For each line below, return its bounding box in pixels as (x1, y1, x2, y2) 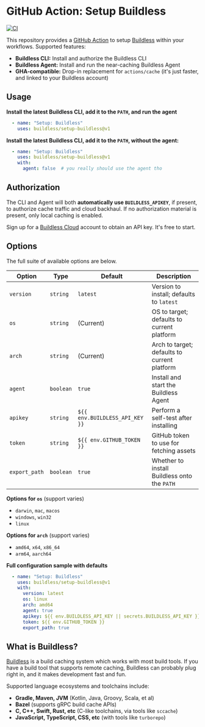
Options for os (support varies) (6, 495, 84, 502)
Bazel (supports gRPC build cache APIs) (15, 701, 117, 708)
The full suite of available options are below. (6, 257, 117, 265)
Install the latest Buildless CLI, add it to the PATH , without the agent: (6, 136, 179, 144)
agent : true (22, 607, 53, 613)
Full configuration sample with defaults (6, 561, 108, 569)
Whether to (151, 456, 184, 465)
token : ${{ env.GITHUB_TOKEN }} (22, 619, 105, 625)
